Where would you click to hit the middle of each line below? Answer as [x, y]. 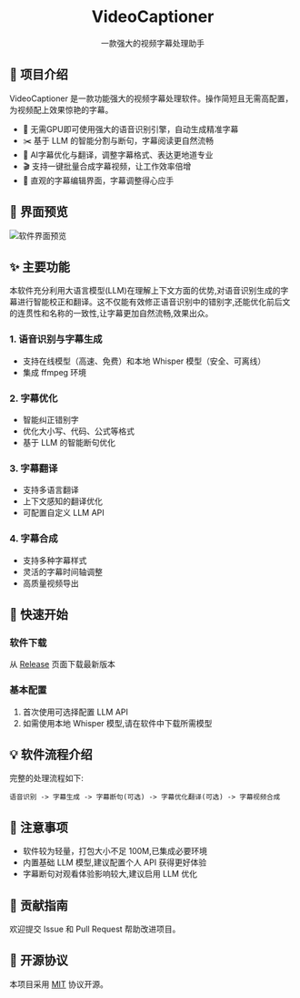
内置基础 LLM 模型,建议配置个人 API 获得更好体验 [115, 862]
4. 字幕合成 [34, 539]
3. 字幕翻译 [34, 468]
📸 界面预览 [39, 212]
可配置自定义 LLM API [63, 513]
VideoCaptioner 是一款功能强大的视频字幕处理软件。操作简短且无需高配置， [151, 98]
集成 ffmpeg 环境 [55, 372]
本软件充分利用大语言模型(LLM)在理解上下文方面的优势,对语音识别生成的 [145, 291]
